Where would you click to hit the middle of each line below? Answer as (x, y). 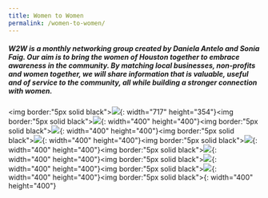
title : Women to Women (46, 16)
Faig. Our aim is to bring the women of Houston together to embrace (124, 57)
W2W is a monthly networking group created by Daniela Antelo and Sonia (134, 49)
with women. (30, 91)
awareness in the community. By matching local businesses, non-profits (132, 65)
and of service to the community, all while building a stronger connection (133, 83)
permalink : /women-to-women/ (57, 23)
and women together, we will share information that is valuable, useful (128, 74)
